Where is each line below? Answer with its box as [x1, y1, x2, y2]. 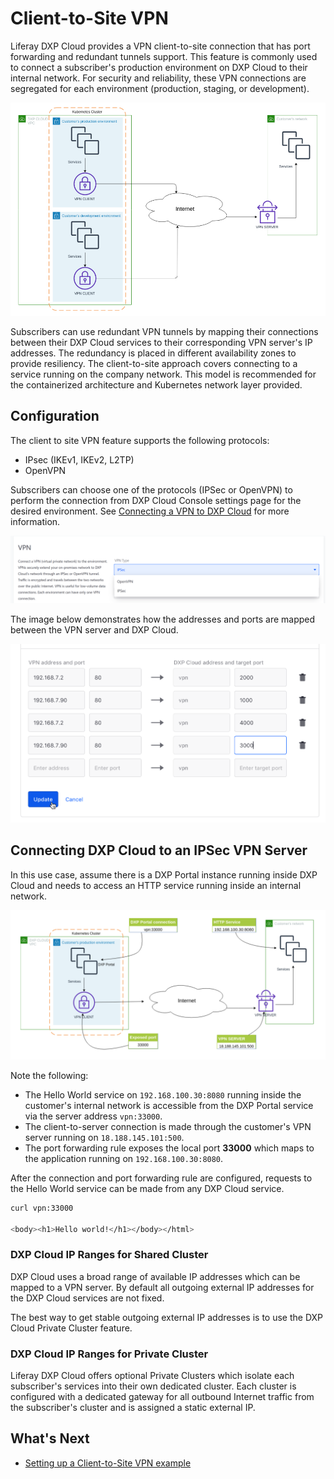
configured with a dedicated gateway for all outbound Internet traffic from [10, 1391, 315, 1403]
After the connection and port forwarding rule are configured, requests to [10, 1172, 313, 1184]
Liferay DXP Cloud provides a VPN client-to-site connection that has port [10, 40, 311, 52]
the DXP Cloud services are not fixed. [10, 1292, 165, 1304]
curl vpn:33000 [10, 1203, 74, 1213]
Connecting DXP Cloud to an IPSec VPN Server [10, 842, 308, 859]
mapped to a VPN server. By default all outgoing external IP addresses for [10, 1281, 315, 1293]
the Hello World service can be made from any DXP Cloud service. [10, 1182, 285, 1194]
